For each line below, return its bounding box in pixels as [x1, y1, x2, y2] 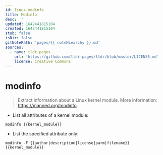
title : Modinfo [5, 12, 37, 17]
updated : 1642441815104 [5, 21, 56, 27]
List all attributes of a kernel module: [12, 112, 89, 118]
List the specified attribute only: [12, 131, 79, 137]
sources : [5, 45, 24, 50]
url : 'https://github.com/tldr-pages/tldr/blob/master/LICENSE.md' [14, 54, 159, 59]
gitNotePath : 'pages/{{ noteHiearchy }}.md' [5, 40, 100, 45]
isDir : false [5, 36, 33, 41]
